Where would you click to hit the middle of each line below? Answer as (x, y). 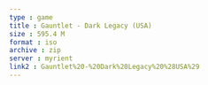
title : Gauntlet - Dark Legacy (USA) (81, 26)
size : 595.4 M (37, 34)
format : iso (33, 42)
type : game (31, 17)
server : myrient (41, 58)
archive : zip (35, 50)
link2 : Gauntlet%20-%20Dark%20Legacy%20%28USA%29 (104, 67)
